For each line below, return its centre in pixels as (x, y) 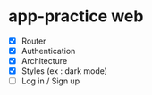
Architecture (44, 61)
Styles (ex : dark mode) (64, 71)
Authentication (48, 51)
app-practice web (76, 16)
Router (34, 41)
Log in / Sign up (51, 81)
